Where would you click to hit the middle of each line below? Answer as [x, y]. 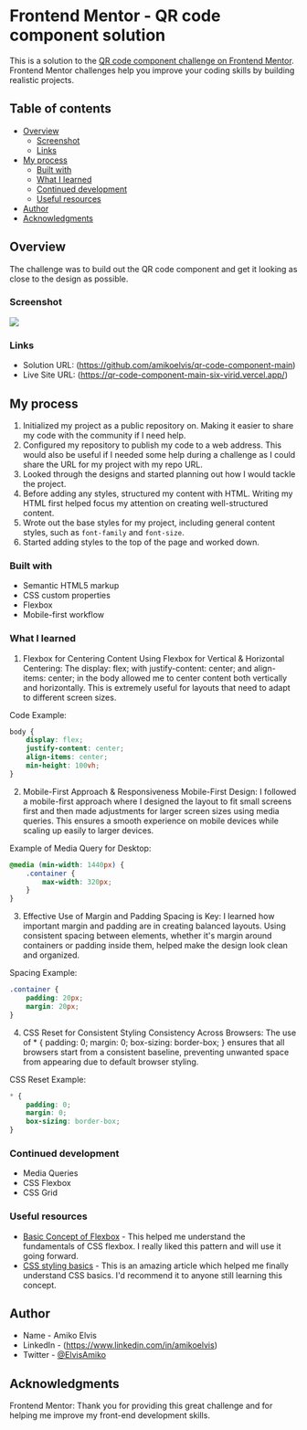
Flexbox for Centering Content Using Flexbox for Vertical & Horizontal [153, 658]
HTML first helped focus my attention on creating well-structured [145, 503]
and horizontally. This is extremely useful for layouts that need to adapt [156, 687]
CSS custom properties [67, 596]
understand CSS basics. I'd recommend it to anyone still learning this [153, 1275]
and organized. [51, 955]
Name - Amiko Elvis [60, 1336]
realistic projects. [42, 79]
